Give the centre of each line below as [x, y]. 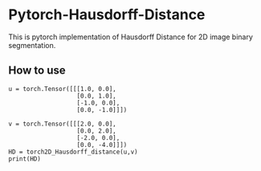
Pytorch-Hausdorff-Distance [107, 15]
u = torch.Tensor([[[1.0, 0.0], [62, 89]
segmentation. [32, 45]
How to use [37, 71]
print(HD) [25, 159]
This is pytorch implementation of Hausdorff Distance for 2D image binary [130, 37]
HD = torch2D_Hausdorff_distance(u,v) [73, 152]
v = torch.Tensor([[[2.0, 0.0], [62, 124]
